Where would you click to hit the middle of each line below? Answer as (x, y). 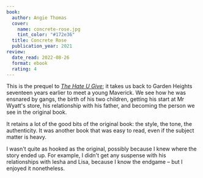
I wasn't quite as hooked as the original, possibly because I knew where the (102, 149)
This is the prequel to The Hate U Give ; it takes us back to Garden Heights (99, 86)
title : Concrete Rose (39, 40)
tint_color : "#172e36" (46, 35)
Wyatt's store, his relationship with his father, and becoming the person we (101, 106)
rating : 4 (24, 69)
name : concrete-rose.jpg (49, 29)
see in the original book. (37, 112)
